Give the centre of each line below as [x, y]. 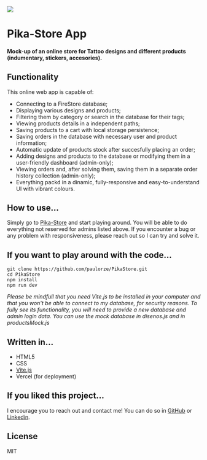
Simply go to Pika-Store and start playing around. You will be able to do [97, 223]
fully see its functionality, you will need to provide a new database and [97, 310]
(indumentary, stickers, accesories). [55, 58]
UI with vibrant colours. [45, 189]
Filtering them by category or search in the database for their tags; [100, 117]
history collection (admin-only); [56, 176]
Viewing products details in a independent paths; [78, 123]
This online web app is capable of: [50, 92]
